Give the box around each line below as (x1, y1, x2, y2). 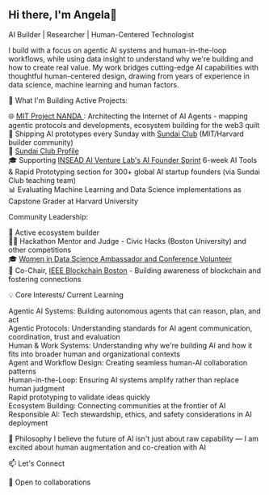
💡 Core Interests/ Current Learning (8, 289, 124, 300)
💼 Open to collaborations (8, 477, 91, 487)
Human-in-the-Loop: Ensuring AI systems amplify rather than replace (8, 374, 240, 385)
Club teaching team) (8, 175, 77, 185)
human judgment (8, 383, 65, 393)
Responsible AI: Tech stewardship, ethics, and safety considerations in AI (8, 409, 252, 419)
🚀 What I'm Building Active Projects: (8, 95, 128, 105)
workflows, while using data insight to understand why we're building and (8, 53, 254, 63)
